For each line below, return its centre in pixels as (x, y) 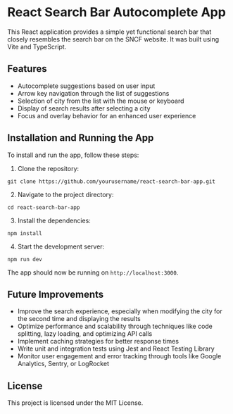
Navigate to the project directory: (65, 194)
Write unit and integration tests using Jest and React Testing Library (116, 349)
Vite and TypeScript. (37, 46)
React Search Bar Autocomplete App (117, 12)
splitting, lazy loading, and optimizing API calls (85, 334)
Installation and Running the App (81, 138)
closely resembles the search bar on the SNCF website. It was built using (113, 39)
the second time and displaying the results (79, 319)
